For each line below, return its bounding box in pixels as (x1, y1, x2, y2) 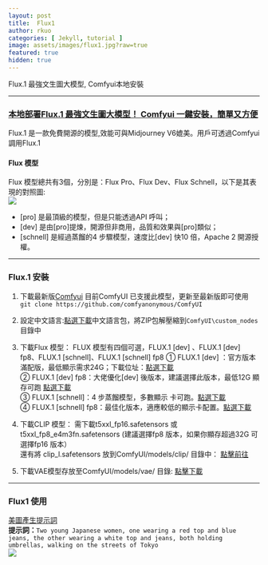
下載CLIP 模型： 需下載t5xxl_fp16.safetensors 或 (19, 419, 178, 428)
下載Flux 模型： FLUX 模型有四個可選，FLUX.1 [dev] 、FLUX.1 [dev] (19, 342, 241, 352)
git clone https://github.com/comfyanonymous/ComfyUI (19, 300, 203, 308)
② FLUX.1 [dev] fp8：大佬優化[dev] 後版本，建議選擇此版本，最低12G (19, 372, 251, 382)
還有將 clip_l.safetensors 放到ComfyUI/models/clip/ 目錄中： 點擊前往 (19, 449, 249, 459)
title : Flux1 (8, 19, 56, 27)
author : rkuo (8, 26, 52, 34)
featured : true (8, 49, 59, 57)
